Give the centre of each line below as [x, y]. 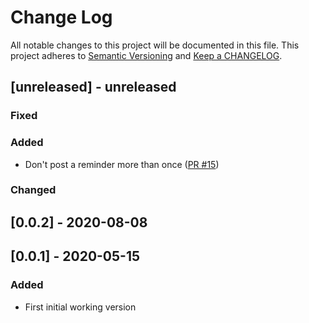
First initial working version [80, 307]
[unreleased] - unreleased [93, 87]
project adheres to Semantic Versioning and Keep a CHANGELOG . [146, 55]
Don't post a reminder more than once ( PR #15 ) [122, 164]
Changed [33, 190]
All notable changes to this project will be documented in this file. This [155, 45]
